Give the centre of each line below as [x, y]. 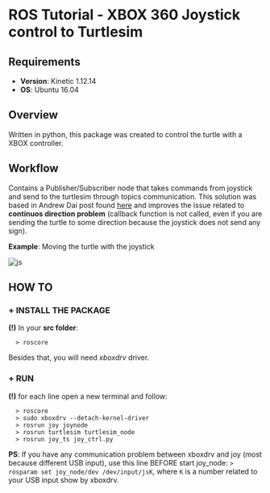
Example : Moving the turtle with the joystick [81, 246]
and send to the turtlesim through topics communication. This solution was [132, 196]
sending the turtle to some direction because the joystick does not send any [135, 222]
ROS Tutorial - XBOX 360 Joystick [124, 15]
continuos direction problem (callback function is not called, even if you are [135, 213]
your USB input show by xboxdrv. [64, 480]
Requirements [44, 62]
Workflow [33, 168]
